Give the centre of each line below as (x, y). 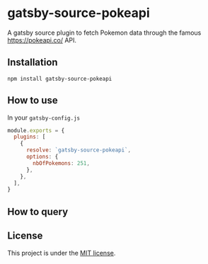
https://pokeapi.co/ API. (42, 40)
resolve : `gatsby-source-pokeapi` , (79, 150)
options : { (42, 157)
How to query (38, 211)
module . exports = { (36, 130)
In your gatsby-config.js (44, 117)
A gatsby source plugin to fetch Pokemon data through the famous (104, 33)
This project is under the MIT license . (62, 253)
